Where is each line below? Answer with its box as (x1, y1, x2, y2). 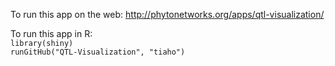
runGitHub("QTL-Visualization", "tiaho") (10, 47, 186, 57)
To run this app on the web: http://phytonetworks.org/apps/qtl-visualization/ (10, 9, 325, 20)
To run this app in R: (10, 28, 93, 39)
